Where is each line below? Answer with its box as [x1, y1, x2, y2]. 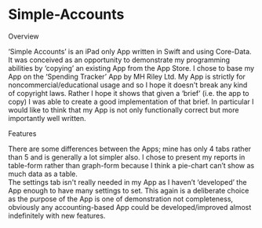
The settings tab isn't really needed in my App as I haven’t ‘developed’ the [8, 177, 247, 186]
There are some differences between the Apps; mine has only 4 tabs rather [8, 144, 252, 153]
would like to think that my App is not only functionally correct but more [8, 105, 239, 115]
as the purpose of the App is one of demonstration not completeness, [8, 194, 234, 204]
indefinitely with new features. [8, 211, 106, 220]
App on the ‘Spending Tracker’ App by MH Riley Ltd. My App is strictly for [8, 72, 246, 81]
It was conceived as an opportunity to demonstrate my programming [8, 55, 230, 64]
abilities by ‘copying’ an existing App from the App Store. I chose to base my [8, 63, 255, 72]
